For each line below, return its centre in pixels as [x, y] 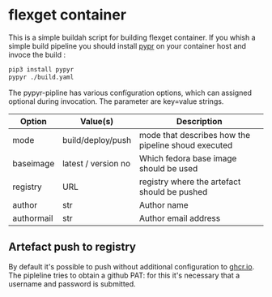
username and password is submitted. [72, 284]
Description [199, 121]
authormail [33, 218]
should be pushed [173, 192]
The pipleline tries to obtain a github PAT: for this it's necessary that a [124, 275]
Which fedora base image [188, 158]
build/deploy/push [97, 140]
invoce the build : [37, 54]
